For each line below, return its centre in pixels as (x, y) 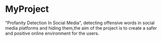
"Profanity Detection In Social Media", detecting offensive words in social (80, 23)
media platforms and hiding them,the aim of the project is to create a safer (81, 28)
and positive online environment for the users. (52, 33)
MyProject (27, 9)
